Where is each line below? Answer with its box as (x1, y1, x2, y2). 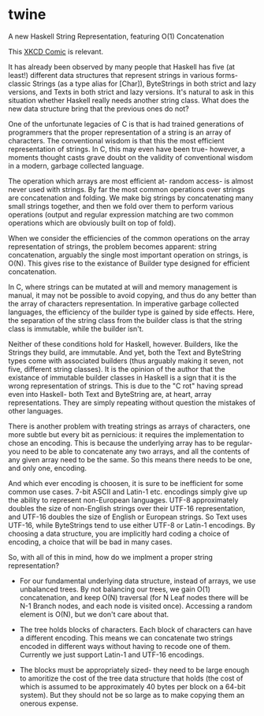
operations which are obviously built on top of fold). (8, 218, 176, 228)
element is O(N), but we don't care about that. (19, 609, 169, 619)
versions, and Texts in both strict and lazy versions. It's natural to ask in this (8, 87, 255, 96)
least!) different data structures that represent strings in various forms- (8, 70, 239, 80)
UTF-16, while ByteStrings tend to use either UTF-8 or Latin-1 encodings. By (8, 520, 256, 529)
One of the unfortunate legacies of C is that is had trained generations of (8, 119, 244, 128)
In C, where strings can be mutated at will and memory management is (8, 282, 238, 291)
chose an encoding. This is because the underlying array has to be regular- (8, 438, 253, 447)
